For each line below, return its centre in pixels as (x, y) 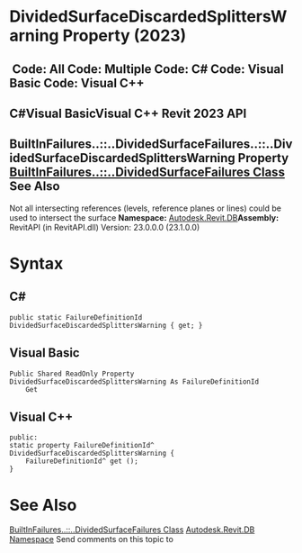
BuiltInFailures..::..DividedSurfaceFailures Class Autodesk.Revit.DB (132, 530)
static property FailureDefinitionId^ (82, 446)
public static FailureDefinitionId (76, 317)
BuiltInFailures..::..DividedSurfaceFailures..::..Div (151, 145)
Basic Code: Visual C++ (77, 83)
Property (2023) (124, 36)
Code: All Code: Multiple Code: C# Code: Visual (148, 69)
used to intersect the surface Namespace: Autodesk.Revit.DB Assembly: (144, 217)
